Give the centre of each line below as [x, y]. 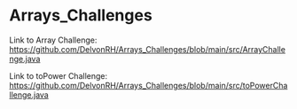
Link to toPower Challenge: [59, 75]
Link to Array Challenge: [53, 40]
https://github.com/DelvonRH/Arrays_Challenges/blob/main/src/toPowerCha [148, 85]
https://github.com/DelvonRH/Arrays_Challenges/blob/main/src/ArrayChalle [148, 49]
